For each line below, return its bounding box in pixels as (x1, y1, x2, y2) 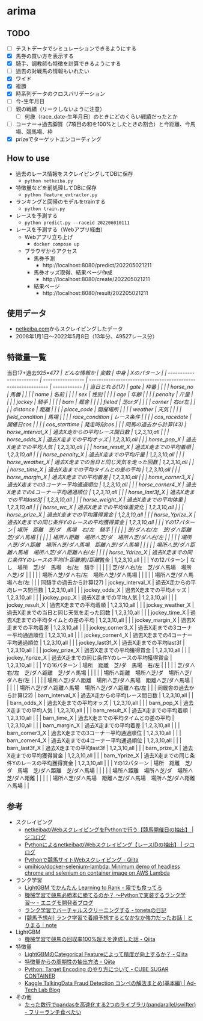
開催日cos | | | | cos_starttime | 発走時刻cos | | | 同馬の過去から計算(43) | (7, 421, 187, 428)
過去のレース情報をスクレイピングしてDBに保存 (15, 170, 133, 177)
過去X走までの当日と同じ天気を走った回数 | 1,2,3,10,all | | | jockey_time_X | (7, 609, 189, 616)
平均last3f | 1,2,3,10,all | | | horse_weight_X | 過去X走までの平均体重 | (17, 496, 187, 503)
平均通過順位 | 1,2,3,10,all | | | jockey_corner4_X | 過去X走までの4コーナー (11, 632, 193, 639)
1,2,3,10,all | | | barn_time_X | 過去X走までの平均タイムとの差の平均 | (7, 715, 174, 722)
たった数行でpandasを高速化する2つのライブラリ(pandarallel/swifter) (24, 1001, 196, 1008)
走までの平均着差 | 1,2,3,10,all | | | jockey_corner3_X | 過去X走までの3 (7, 624, 177, 632)
